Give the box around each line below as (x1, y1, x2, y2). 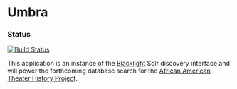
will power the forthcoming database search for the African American (7, 66, 211, 75)
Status (7, 30, 31, 40)
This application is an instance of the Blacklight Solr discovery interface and (7, 59, 230, 68)
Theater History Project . (7, 74, 78, 83)
